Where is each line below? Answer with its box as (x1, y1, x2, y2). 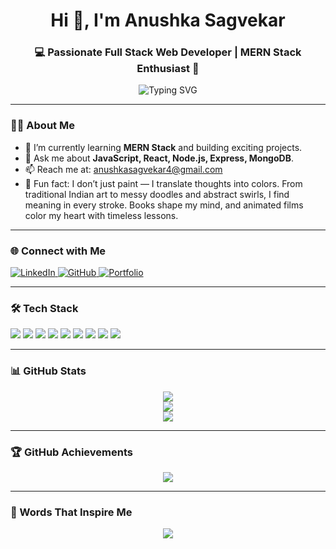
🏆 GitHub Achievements (10, 445, 133, 459)
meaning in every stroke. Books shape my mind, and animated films (24, 199, 304, 211)
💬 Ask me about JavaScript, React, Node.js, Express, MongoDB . (24, 152, 294, 164)
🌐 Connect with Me (10, 244, 107, 258)
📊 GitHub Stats (10, 364, 87, 378)
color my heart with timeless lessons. (24, 209, 179, 221)
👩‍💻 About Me (10, 119, 75, 133)
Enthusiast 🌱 (136, 62, 200, 76)
